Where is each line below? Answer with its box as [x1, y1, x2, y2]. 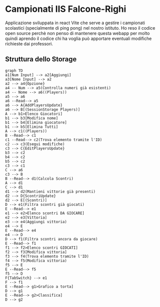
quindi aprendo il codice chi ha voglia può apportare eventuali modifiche [5, 36, 152, 41]
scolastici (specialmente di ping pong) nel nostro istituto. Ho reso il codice [5, 25, 156, 31]
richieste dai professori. [5, 40, 53, 46]
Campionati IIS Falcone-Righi [5, 3, 127, 15]
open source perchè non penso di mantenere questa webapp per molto [5, 30, 150, 36]
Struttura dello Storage [5, 55, 77, 64]
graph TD [5, 68, 23, 73]
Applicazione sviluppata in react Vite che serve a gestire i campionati [5, 20, 145, 26]
